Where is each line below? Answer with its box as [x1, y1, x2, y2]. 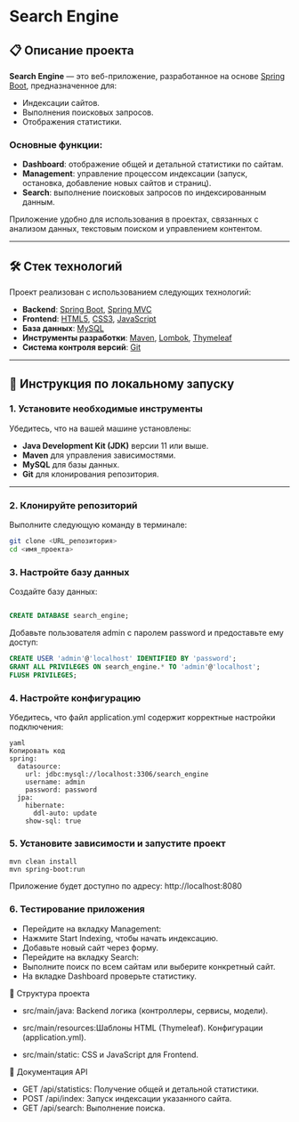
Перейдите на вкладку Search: [21, 951, 140, 963]
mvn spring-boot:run [9, 866, 86, 874]
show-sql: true [25, 817, 82, 825]
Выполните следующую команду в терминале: [9, 519, 188, 531]
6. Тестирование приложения [9, 903, 145, 915]
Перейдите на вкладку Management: [21, 923, 162, 934]
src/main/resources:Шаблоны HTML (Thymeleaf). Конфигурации [21, 1022, 263, 1033]
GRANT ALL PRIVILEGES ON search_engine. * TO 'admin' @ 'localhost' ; [9, 662, 261, 671]
